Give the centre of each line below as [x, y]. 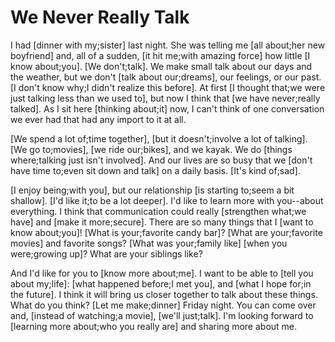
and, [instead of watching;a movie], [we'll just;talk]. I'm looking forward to [162, 315]
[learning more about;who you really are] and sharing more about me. [154, 326]
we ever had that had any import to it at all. [98, 119]
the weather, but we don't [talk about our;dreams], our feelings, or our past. [166, 77]
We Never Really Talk [100, 17]
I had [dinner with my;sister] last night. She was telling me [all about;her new [168, 45]
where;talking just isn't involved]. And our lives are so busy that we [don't [161, 160]
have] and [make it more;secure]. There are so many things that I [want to [162, 222]
